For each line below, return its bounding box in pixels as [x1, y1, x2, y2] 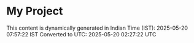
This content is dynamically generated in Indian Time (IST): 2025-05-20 [6, 24, 188, 31]
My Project [6, 4, 63, 18]
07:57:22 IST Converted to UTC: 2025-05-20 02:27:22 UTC [6, 30, 157, 38]
